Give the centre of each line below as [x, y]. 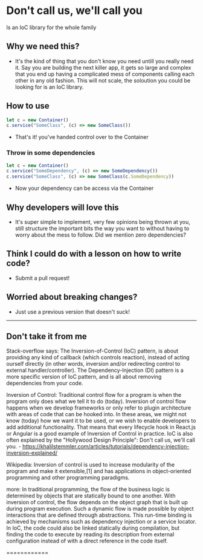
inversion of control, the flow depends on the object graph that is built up [97, 502]
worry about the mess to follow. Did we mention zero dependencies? [100, 235]
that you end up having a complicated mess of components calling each [105, 74]
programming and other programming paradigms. [68, 477]
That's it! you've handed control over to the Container [82, 137]
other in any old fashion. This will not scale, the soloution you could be [103, 80]
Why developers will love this [63, 207]
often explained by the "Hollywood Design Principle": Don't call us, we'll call [101, 440]
